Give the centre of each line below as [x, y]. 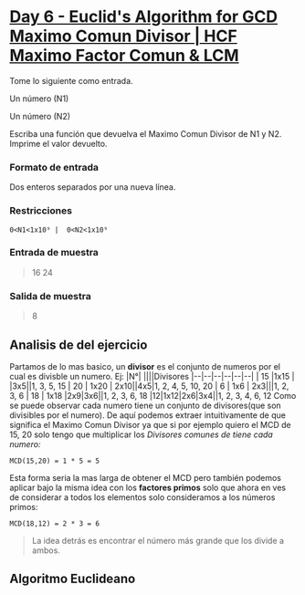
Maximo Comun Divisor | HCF [123, 36]
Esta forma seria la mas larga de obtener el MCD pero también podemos [145, 477]
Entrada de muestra [54, 253]
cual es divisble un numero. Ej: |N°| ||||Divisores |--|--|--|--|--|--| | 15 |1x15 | [152, 376]
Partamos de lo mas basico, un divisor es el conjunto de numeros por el [145, 366]
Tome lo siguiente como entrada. [72, 80]
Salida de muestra [50, 296]
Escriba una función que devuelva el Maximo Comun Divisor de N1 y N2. [146, 133]
